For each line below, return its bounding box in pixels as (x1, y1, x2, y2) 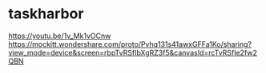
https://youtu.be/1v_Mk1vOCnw (8, 31, 111, 40)
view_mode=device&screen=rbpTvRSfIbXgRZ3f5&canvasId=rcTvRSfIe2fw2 (8, 48, 258, 57)
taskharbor (8, 5, 84, 23)
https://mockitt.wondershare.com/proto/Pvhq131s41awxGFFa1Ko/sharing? (8, 39, 252, 48)
